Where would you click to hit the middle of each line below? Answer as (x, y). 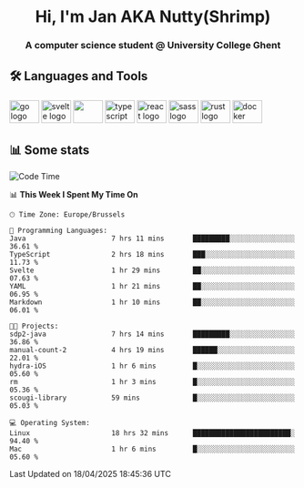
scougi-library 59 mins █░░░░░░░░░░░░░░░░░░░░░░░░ (152, 398)
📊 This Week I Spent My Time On (74, 195)
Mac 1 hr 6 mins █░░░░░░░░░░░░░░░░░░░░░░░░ (152, 449)
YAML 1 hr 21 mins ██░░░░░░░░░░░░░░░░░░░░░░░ (152, 287)
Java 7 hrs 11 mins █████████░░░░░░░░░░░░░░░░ (152, 239)
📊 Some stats (50, 150)
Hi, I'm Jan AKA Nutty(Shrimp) (153, 17)
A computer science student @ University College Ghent (153, 46)
